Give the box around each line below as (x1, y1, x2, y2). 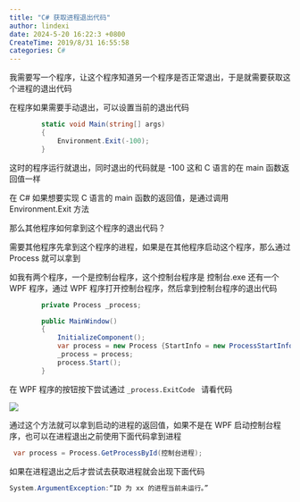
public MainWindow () (41, 316, 118, 326)
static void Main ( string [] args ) (41, 120, 166, 130)
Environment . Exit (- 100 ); (56, 136, 150, 146)
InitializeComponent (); (56, 333, 146, 342)
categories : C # (9, 46, 66, 55)
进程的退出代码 (16, 83, 72, 94)
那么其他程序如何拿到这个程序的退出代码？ (9, 222, 166, 233)
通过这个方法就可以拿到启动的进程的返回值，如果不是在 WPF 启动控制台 (9, 419, 274, 430)
